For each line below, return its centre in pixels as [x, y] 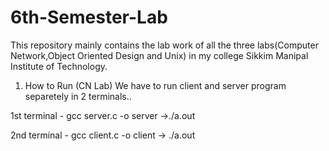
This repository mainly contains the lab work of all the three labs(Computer [164, 45]
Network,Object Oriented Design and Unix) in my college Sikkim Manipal [159, 55]
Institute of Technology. [59, 66]
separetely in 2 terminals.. [78, 96]
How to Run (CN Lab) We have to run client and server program [155, 85]
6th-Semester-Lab [89, 17]
